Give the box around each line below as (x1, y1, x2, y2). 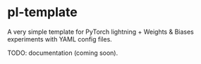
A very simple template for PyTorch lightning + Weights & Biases (7, 27, 194, 36)
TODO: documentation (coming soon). (7, 49, 118, 57)
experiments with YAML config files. (7, 34, 113, 43)
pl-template (7, 4, 78, 20)
